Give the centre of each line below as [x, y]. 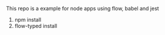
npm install [28, 20]
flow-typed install [36, 26]
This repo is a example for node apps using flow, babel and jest [83, 8]
